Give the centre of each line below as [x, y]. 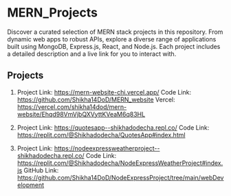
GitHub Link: [41, 170]
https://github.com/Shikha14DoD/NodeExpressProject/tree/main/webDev [120, 177]
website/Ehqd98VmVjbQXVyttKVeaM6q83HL [81, 114]
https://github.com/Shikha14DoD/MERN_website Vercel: [96, 99]
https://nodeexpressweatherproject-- [107, 148]
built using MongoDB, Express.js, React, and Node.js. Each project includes [114, 46]
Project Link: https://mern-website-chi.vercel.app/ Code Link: [104, 92]
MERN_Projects [53, 13]
